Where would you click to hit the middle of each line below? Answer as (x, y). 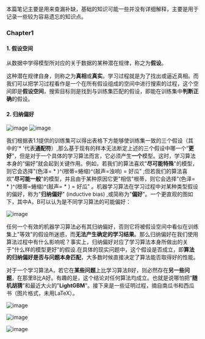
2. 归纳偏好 (20, 114)
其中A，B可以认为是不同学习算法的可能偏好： (74, 202)
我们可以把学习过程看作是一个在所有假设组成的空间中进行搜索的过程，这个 (100, 84)
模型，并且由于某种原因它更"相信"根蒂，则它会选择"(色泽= (122, 179)
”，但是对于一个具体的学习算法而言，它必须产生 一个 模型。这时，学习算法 (104, 156)
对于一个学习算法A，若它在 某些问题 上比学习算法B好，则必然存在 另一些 (95, 270)
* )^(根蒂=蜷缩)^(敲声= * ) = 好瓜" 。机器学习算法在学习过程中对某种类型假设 (102, 187)
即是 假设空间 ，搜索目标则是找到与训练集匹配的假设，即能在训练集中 (97, 91)
